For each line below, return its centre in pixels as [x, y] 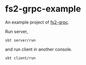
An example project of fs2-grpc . [37, 22]
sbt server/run [20, 40]
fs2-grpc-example [43, 9]
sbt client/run [20, 58]
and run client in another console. [39, 49]
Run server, [17, 31]
